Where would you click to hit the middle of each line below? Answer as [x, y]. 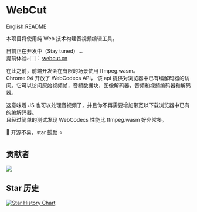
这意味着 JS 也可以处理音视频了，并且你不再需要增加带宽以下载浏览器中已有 [98, 105]
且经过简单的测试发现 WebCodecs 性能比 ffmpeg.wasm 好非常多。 [86, 119]
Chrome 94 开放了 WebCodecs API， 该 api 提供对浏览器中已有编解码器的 [95, 78]
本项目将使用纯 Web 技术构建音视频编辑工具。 [62, 38]
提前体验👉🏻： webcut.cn [37, 58]
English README [26, 26]
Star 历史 [23, 188]
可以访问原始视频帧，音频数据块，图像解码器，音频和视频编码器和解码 [106, 85]
